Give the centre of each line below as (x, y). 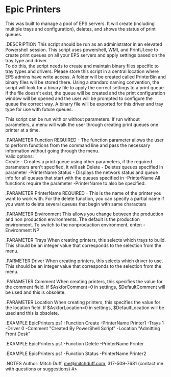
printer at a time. (23, 130)
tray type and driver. (27, 60)
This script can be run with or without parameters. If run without (73, 119)
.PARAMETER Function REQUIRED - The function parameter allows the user (85, 140)
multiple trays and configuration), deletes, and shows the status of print (80, 29)
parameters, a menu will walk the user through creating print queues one (82, 124)
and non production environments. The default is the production (73, 219)
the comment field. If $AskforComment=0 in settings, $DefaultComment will (85, 287)
